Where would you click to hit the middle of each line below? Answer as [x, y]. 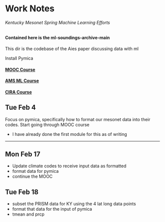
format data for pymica [35, 171]
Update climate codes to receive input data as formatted [69, 166]
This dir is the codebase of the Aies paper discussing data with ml [72, 49]
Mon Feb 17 [23, 154]
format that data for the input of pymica [52, 209]
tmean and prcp [28, 214]
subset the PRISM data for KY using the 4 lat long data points [74, 204]
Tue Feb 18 [22, 192]
